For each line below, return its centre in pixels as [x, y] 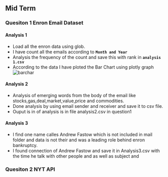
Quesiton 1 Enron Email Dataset [44, 23]
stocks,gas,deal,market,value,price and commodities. [68, 101]
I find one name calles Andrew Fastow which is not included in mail [82, 134]
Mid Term [21, 8]
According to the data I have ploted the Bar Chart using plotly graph [83, 67]
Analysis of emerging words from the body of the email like [74, 95]
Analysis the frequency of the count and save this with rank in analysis [87, 57]
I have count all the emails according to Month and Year [70, 52]
